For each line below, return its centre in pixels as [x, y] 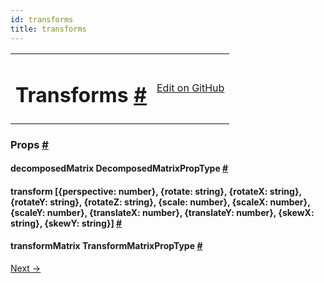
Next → [26, 268]
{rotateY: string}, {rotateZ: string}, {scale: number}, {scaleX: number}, [160, 202]
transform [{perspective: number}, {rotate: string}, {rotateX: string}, [156, 191]
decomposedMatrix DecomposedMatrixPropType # [119, 168]
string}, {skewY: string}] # [66, 223]
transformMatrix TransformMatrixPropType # [106, 246]
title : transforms [48, 29]
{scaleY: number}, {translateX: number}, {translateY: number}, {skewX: [162, 212]
